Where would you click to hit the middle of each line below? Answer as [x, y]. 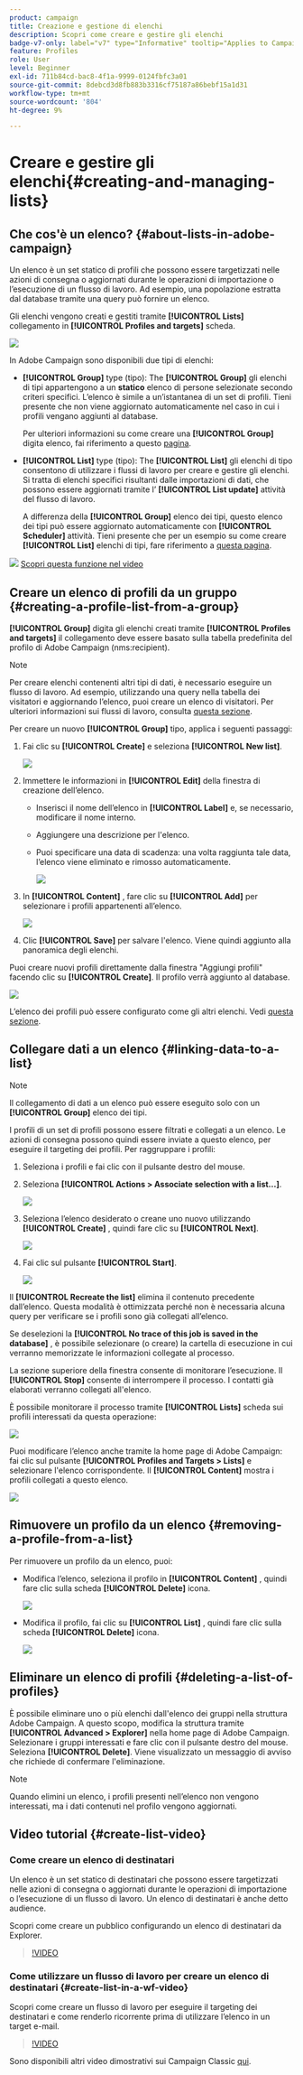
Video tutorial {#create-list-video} [108, 1834]
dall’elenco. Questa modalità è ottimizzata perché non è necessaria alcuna [147, 1307]
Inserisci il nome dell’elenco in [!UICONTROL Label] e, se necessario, [165, 808]
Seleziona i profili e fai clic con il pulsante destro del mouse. [133, 1167]
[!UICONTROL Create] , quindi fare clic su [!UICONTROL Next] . [140, 1228]
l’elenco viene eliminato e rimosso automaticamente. [133, 862]
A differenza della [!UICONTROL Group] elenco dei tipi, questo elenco [152, 516]
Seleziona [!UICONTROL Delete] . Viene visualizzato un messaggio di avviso [150, 1752]
